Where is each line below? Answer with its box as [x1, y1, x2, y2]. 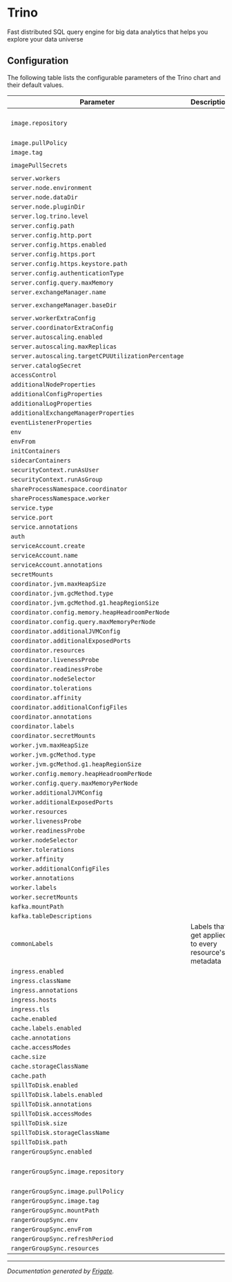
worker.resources [10, 808, 68, 815]
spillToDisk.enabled [10, 1081, 78, 1089]
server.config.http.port [10, 231, 93, 239]
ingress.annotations [10, 986, 78, 994]
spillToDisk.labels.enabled [10, 1091, 103, 1098]
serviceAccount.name [10, 551, 78, 559]
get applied [191, 930, 228, 940]
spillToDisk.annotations [10, 1100, 93, 1108]
